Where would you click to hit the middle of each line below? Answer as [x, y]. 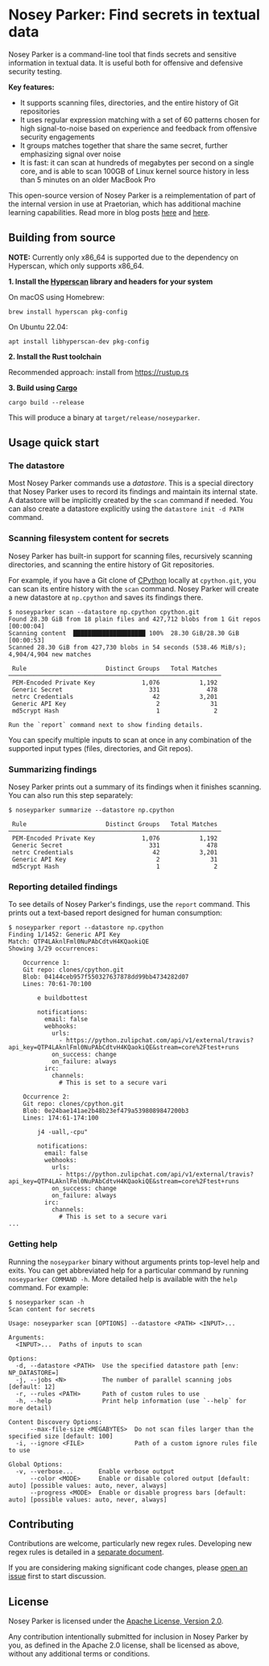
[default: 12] [32, 1387]
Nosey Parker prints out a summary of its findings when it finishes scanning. [135, 787]
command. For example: [48, 1287]
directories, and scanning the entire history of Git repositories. [112, 564]
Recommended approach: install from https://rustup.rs [99, 372]
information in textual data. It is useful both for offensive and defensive [126, 63]
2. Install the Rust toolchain [55, 356]
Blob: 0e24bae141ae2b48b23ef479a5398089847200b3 [106, 1111]
